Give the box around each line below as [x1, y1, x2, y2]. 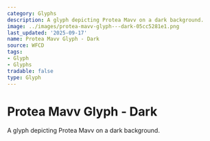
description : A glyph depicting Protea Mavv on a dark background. [7, 17, 205, 23]
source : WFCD [7, 42, 45, 49]
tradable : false [7, 67, 54, 74]
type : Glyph [7, 74, 41, 81]
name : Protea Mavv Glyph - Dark [7, 36, 100, 43]
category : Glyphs [7, 10, 57, 17]
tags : [7, 49, 23, 56]
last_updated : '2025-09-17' [7, 29, 88, 36]
